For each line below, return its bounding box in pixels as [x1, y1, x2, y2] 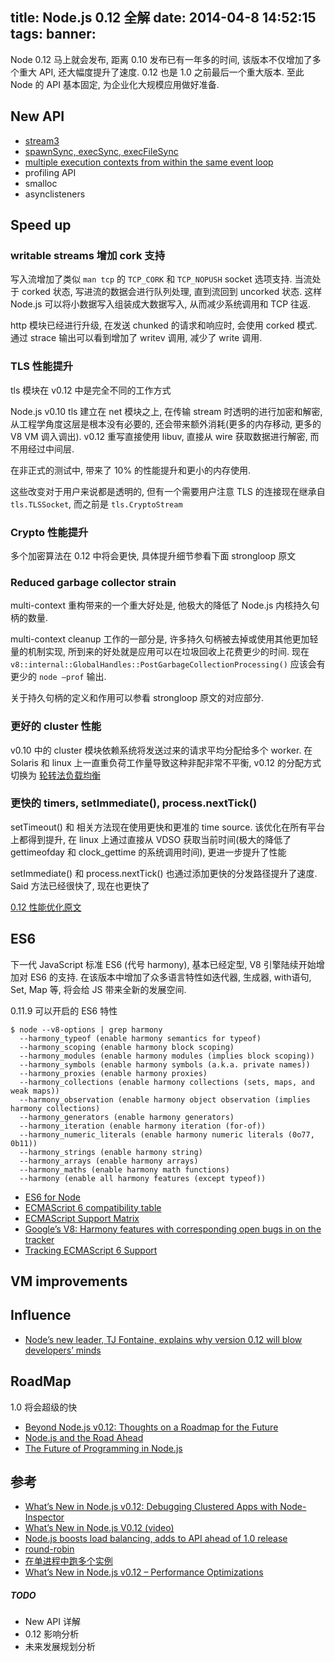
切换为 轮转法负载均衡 [10, 769, 101, 781]
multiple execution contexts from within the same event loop [24, 156, 274, 168]
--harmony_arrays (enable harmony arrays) [19, 1156, 199, 1166]
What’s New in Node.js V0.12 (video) [24, 1522, 175, 1534]
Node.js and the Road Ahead [24, 1431, 144, 1443]
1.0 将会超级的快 [10, 1401, 78, 1413]
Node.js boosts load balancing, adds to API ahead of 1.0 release [24, 1533, 288, 1545]
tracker [24, 1233, 55, 1245]
